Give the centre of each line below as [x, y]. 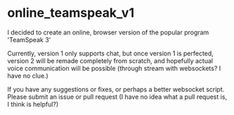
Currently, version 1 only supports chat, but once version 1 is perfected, [111, 53]
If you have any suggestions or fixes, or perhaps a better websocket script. [116, 89]
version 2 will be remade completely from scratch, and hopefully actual [110, 60]
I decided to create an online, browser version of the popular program [108, 32]
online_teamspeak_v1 [71, 13]
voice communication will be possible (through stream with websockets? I [114, 68]
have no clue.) [28, 76]
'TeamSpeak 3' [29, 39]
